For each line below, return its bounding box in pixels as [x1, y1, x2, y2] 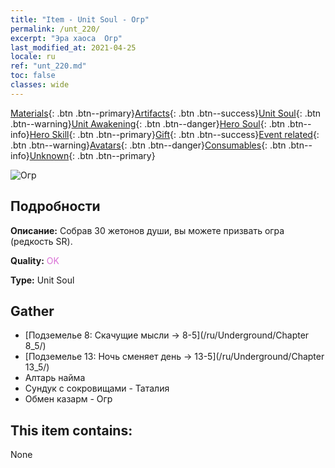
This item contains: [10, 422, 133, 439]
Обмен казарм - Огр [24, 393, 113, 405]
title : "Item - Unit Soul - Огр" [10, 14, 150, 25]
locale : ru [10, 52, 56, 62]
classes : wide [10, 80, 70, 90]
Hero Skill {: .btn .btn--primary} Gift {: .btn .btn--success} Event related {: [29, 128, 320, 140]
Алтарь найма [24, 372, 86, 384]
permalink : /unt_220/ [10, 24, 101, 34]
